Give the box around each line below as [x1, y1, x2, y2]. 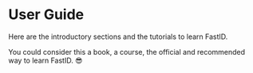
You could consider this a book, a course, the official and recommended [8, 47, 246, 56]
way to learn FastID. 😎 [8, 56, 83, 65]
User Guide [8, 6, 85, 24]
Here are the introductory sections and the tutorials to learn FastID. [8, 32, 228, 41]
